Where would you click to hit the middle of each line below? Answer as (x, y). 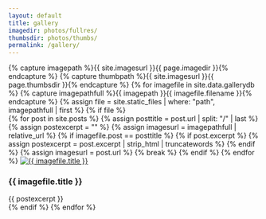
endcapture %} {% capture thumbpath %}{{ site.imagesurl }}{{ (111, 76)
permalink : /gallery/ (44, 45)
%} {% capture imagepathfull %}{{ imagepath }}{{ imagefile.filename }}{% (130, 93)
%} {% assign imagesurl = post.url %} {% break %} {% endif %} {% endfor (131, 153)
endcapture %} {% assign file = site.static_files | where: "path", (112, 102)
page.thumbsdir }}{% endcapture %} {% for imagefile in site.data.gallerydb (131, 85)
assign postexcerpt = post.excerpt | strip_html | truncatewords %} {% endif (132, 144)
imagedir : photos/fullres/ (53, 30)
